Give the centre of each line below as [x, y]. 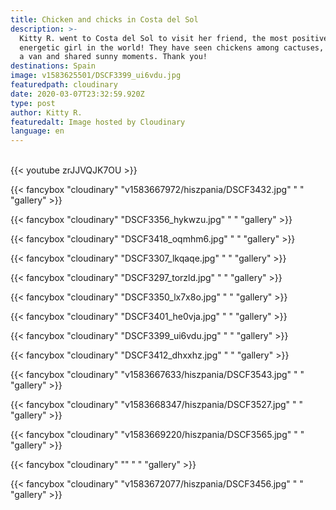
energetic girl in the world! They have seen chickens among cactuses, [172, 47]
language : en [37, 131]
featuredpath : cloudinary [64, 85]
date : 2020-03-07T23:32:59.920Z [77, 94]
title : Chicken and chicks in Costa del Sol [104, 19]
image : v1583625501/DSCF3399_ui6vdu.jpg [96, 76]
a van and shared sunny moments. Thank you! [113, 57]
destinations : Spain [53, 66]
